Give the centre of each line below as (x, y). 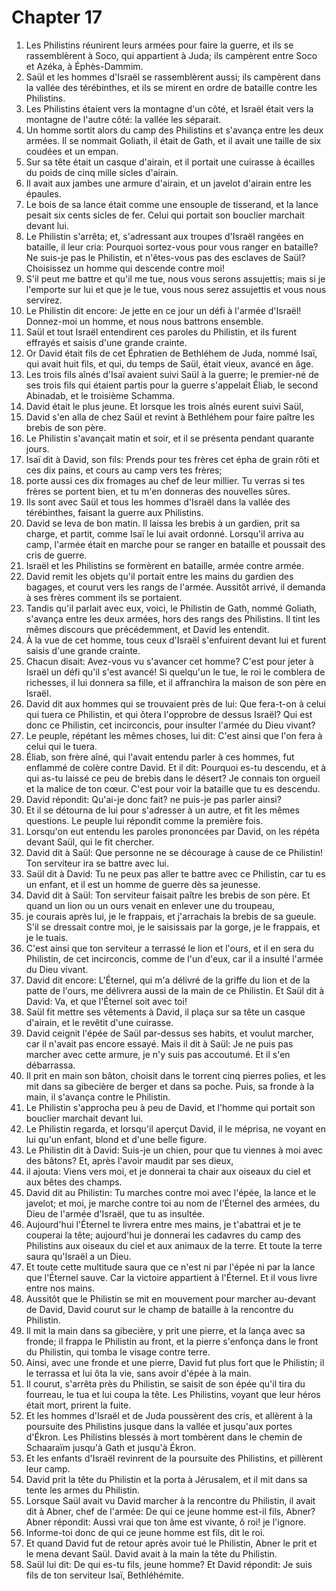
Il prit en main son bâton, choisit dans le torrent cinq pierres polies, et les (175, 1075)
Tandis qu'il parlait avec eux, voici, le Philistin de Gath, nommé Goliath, (171, 608)
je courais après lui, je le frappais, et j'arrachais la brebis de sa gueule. (171, 916)
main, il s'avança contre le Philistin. (98, 1097)
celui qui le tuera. (61, 746)
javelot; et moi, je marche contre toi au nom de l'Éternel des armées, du (173, 1203)
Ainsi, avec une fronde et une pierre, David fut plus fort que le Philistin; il (175, 1362)
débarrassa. (50, 1065)
